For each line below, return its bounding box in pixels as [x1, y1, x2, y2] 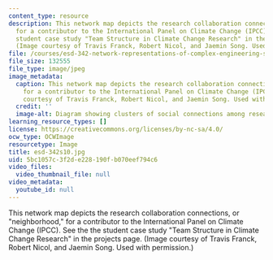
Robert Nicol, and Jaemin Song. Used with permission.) [8, 242, 194, 252]
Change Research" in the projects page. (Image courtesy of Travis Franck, [8, 233, 258, 244]
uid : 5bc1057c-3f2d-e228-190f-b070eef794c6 [8, 155, 158, 163]
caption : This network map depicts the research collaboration [15, 80, 234, 88]
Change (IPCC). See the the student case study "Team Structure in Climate [8, 225, 260, 235]
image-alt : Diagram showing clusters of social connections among [15, 110, 245, 119]
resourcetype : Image [8, 140, 79, 149]
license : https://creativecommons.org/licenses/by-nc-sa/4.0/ [8, 125, 223, 133]
